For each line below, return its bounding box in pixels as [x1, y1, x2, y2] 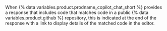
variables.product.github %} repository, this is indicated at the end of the [5, 15, 156, 20]
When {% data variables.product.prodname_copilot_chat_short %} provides [5, 4, 162, 10]
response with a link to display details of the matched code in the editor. [5, 20, 155, 26]
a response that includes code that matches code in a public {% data [5, 9, 149, 15]
